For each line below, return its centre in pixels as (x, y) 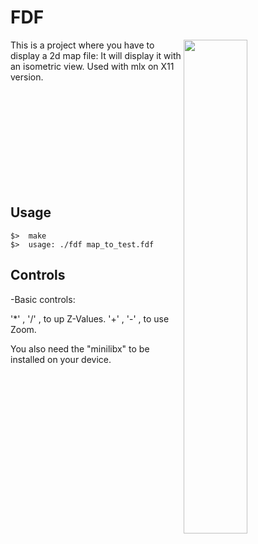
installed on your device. (61, 359)
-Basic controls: (43, 299)
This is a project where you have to (82, 45)
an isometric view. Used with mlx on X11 (92, 66)
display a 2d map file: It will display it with (96, 55)
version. (27, 77)
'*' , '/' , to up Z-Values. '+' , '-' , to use (90, 318)
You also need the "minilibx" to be (80, 348)
